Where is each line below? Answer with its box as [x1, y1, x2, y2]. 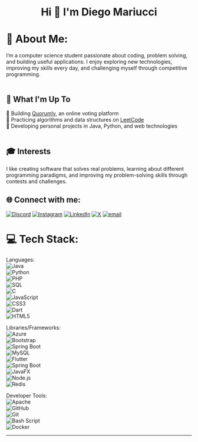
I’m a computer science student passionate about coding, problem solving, [6, 52, 187, 59]
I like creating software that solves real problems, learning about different [6, 165, 184, 172]
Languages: [6, 256, 35, 263]
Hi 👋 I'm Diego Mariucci [41, 5, 157, 19]
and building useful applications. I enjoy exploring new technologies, [6, 58, 173, 66]
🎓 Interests [6, 147, 51, 157]
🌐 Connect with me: [6, 195, 81, 205]
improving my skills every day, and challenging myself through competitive [6, 64, 187, 71]
